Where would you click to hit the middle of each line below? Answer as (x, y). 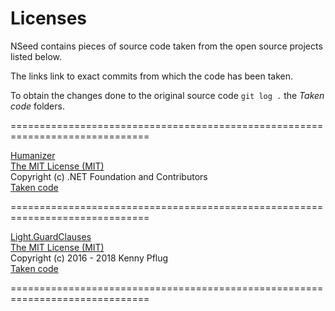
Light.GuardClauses (51, 236)
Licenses (49, 18)
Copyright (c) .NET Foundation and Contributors (109, 176)
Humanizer (33, 155)
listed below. (36, 56)
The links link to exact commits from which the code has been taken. (151, 76)
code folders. (37, 106)
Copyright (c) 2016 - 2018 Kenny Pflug (89, 258)
